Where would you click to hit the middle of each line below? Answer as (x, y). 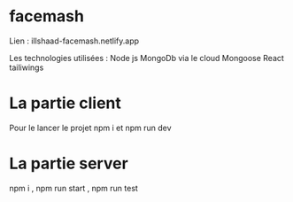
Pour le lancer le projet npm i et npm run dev (90, 128)
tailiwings (27, 67)
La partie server (69, 163)
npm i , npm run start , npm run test (74, 188)
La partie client (66, 103)
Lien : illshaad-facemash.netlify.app (74, 41)
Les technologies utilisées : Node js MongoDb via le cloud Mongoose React (147, 58)
